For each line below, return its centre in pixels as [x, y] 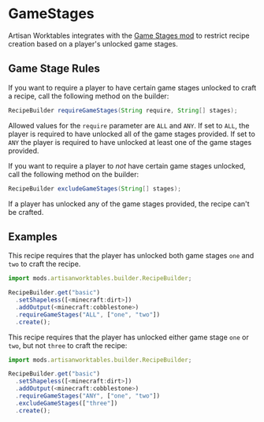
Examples [33, 237]
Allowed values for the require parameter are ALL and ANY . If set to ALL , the [129, 125]
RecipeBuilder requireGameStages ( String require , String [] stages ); [123, 110]
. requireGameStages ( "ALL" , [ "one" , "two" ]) [87, 315]
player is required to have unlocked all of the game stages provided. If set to [132, 134]
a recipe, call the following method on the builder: [89, 96]
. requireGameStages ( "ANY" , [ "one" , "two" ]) [87, 396]
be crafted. [26, 212]
